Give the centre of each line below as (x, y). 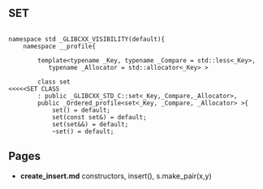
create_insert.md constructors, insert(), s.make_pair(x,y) (116, 176)
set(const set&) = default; (99, 117)
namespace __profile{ (59, 46)
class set (54, 82)
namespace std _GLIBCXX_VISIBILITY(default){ (86, 39)
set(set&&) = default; (90, 124)
